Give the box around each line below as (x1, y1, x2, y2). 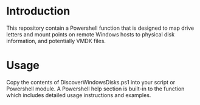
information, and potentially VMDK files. (6, 37, 106, 44)
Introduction (6, 4, 71, 18)
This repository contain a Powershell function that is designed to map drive (6, 24, 195, 32)
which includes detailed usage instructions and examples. (6, 91, 151, 98)
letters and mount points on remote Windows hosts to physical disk (6, 30, 175, 38)
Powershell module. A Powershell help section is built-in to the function (6, 85, 185, 92)
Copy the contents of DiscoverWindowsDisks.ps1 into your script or (6, 78, 175, 86)
